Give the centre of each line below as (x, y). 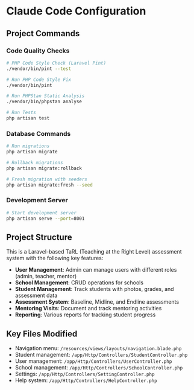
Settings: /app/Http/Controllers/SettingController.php (85, 374)
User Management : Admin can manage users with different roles (96, 270)
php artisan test (28, 118)
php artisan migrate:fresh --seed (50, 185)
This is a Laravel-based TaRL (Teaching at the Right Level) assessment (94, 252)
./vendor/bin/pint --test (39, 69)
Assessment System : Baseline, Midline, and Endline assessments (97, 302)
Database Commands (39, 133)
